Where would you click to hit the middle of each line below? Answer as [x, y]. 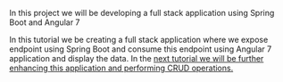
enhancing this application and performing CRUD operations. [121, 68]
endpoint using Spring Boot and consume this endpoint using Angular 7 [141, 49]
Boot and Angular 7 [45, 22]
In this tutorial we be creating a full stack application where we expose [139, 40]
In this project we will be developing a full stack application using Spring [142, 13]
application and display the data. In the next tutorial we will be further [137, 58]
